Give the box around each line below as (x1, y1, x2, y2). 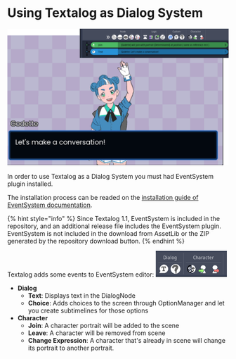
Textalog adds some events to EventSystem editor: (7, 270, 155, 279)
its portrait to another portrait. (27, 344, 114, 353)
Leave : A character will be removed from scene (27, 329, 166, 337)
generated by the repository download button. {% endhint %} (7, 237, 185, 246)
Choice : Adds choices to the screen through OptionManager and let (27, 299, 225, 308)
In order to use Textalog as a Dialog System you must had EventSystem (7, 172, 214, 181)
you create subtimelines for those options (27, 306, 149, 315)
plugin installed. (7, 179, 53, 188)
